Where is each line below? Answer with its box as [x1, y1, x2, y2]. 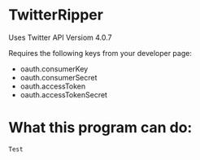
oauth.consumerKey [20, 63, 89, 74]
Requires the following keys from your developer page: [8, 48, 193, 58]
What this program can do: [8, 119, 193, 137]
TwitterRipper [8, 6, 104, 24]
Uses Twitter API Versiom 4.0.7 [8, 32, 112, 42]
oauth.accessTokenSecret [20, 89, 108, 99]
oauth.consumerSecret [20, 72, 98, 82]
